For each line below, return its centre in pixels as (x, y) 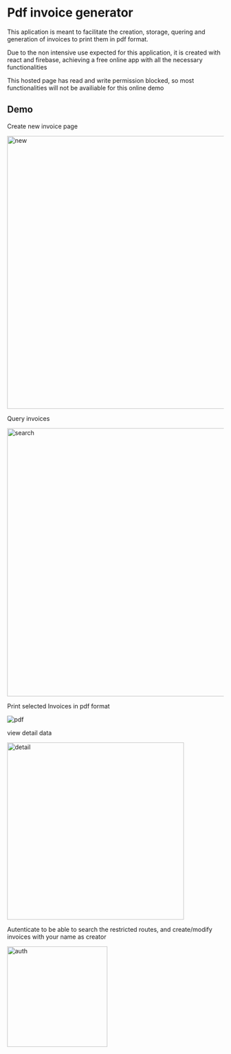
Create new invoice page (42, 126)
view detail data (30, 733)
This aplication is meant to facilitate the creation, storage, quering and (106, 32)
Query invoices (29, 418)
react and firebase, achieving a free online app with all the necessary (105, 59)
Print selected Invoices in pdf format (58, 706)
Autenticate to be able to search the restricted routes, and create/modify (110, 929)
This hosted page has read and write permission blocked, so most (101, 80)
